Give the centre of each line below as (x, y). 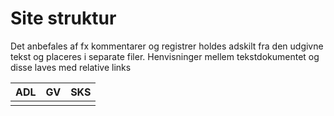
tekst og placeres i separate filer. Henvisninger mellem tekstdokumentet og (165, 56)
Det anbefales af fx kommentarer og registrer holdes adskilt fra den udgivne (167, 46)
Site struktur (63, 18)
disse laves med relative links (71, 67)
